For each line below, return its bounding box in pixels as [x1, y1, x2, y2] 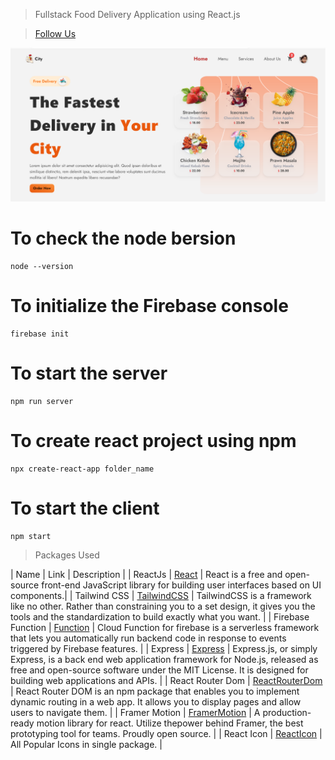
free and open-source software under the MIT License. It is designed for [10, 664, 309, 676]
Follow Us [34, 28, 77, 39]
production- [262, 706, 312, 718]
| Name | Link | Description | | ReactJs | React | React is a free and [10, 568, 283, 580]
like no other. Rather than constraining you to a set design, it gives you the [10, 600, 316, 612]
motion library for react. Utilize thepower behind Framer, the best [36, 717, 304, 729]
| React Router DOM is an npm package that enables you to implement [10, 685, 300, 697]
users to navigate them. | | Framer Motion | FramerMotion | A [10, 706, 261, 718]
